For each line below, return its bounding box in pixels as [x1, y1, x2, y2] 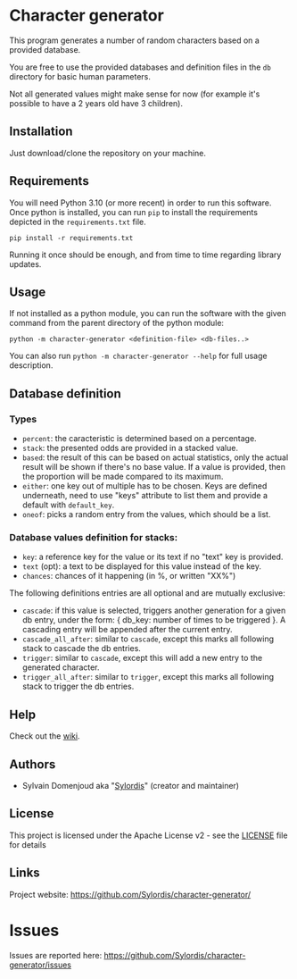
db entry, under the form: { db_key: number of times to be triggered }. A [21, 615, 286, 625]
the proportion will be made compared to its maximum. [21, 471, 224, 482]
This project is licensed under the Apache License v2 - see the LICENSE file [9, 830, 288, 841]
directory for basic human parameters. [9, 71, 152, 81]
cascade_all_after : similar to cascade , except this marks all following [21, 633, 275, 644]
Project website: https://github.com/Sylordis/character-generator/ [9, 889, 252, 900]
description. [9, 360, 54, 371]
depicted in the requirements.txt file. [9, 216, 147, 227]
